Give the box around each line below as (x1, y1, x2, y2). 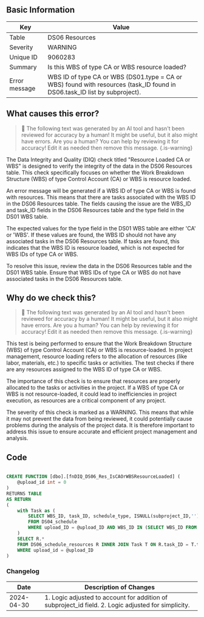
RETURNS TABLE (6, 491, 42, 497)
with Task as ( (17, 508, 56, 514)
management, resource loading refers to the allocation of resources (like (6, 353, 187, 360)
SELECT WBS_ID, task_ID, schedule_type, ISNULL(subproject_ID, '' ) (28, 513, 200, 519)
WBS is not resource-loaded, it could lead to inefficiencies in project (6, 390, 177, 398)
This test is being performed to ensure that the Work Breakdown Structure (6, 340, 192, 347)
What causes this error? (6, 109, 100, 119)
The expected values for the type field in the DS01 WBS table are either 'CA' (6, 224, 196, 232)
